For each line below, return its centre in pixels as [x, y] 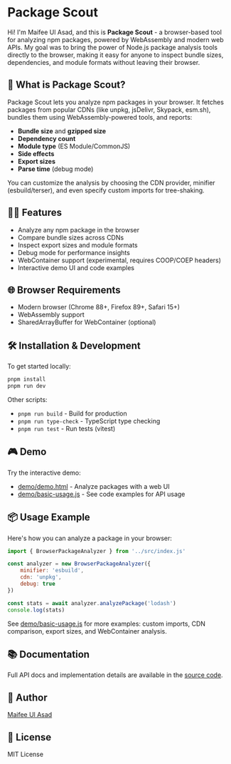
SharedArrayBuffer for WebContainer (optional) [87, 322]
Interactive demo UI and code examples [76, 267]
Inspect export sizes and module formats [77, 245]
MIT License [26, 754]
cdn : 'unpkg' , [41, 577]
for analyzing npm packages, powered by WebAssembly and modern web [116, 39]
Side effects [36, 153]
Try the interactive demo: [44, 473]
